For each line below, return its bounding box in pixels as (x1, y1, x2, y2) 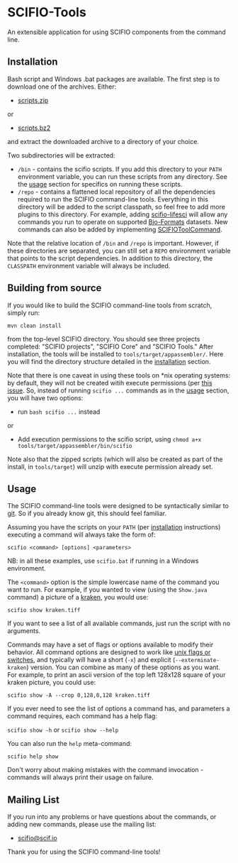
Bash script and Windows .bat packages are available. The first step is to (7, 75, 220, 83)
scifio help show (7, 753, 59, 760)
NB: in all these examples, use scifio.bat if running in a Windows (7, 556, 199, 565)
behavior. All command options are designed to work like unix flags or (7, 648, 211, 656)
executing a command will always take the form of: (7, 530, 156, 539)
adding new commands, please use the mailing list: (7, 820, 157, 829)
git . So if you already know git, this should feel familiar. (7, 509, 167, 518)
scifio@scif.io (17, 834, 58, 842)
